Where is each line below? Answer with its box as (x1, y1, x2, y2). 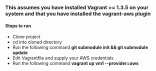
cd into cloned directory (12, 39, 62, 45)
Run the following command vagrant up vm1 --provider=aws (12, 60, 139, 66)
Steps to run (5, 22, 31, 28)
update (12, 49, 28, 56)
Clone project (12, 34, 41, 40)
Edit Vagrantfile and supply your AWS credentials (12, 55, 114, 61)
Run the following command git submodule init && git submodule (12, 44, 148, 50)
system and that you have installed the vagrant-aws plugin (5, 10, 151, 17)
